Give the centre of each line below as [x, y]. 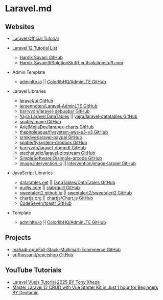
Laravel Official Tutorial [35, 38]
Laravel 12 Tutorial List [35, 48]
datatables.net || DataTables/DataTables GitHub [67, 182]
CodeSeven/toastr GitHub [46, 203]
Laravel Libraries [29, 91]
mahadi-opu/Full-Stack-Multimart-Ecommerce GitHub [66, 249]
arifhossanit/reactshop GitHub [43, 255]
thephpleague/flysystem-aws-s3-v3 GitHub [64, 132]
